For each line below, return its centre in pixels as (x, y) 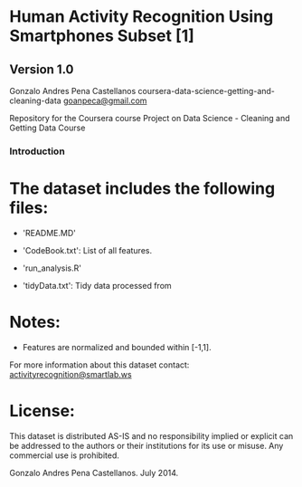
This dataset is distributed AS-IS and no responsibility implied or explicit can (151, 435)
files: (29, 208)
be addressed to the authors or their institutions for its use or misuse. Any (146, 445)
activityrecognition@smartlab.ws (71, 374)
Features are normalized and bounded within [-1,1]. (117, 347)
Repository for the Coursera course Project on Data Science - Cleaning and (150, 118)
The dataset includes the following (142, 189)
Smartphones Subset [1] (102, 36)
